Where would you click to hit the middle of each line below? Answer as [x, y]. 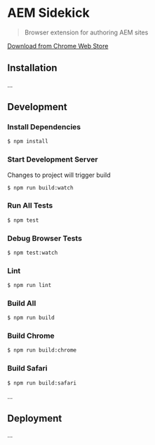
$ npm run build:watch [40, 187]
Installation [32, 68]
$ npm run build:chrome [42, 350]
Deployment [35, 418]
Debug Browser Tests [45, 238]
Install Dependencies [44, 127]
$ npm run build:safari [42, 383]
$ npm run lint [29, 286]
